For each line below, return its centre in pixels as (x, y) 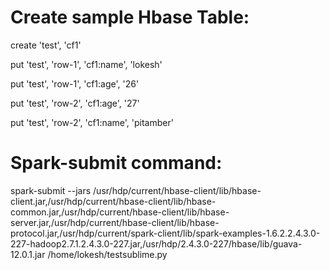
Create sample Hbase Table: (130, 17)
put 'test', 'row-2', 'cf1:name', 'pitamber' (92, 122)
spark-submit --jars (51, 190)
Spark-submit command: (116, 163)
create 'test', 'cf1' (46, 45)
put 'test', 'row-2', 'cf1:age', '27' (75, 103)
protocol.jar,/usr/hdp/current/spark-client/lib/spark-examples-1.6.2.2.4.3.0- (165, 233)
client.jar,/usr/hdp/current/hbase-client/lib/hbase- (113, 201)
